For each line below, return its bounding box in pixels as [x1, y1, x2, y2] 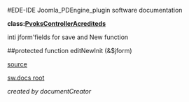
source [7, 60, 28, 68]
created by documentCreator [7, 87, 92, 95]
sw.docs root [7, 73, 45, 82]
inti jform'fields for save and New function [7, 33, 129, 41]
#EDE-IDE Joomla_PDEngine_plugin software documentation [7, 6, 183, 14]
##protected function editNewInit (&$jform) [7, 47, 132, 54]
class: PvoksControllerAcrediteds [7, 20, 106, 27]
